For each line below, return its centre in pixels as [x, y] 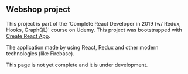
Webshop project [38, 10]
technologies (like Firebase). [40, 53]
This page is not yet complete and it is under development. [77, 65]
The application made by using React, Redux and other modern [82, 47]
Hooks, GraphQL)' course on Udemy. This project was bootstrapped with [94, 30]
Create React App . [28, 36]
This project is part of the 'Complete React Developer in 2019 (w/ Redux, [93, 23]
